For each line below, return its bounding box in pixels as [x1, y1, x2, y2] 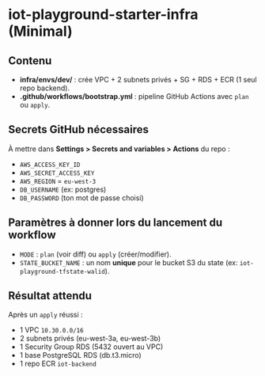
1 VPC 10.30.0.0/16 [19, 325, 85, 335]
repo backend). [19, 83, 70, 93]
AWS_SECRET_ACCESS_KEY [19, 169, 95, 177]
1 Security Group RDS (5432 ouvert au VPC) [19, 342, 164, 351]
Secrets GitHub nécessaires [8, 123, 149, 136]
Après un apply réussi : [8, 310, 83, 320]
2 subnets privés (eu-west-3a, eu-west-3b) [19, 334, 161, 344]
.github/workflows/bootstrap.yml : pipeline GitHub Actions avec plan [19, 92, 249, 101]
